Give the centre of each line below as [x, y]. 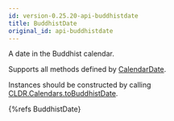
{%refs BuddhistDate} [45, 109]
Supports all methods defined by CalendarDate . [87, 69]
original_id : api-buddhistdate [61, 31]
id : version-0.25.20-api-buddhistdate [73, 16]
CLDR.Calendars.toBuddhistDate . [63, 94]
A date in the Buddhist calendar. [61, 54]
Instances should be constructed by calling [80, 85]
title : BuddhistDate [43, 23]
